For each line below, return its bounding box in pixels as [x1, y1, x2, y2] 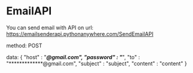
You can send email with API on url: [6, 24, 94, 31]
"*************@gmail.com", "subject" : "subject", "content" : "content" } [6, 60, 187, 67]
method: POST [6, 42, 43, 49]
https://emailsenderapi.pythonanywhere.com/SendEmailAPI [6, 30, 154, 37]
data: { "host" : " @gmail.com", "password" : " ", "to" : [6, 53, 140, 60]
